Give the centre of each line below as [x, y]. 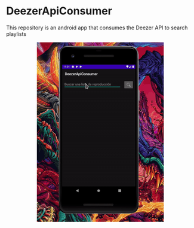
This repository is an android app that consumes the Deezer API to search [97, 28]
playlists [16, 34]
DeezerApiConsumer [59, 11]
